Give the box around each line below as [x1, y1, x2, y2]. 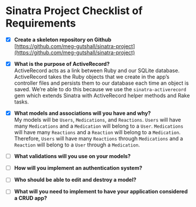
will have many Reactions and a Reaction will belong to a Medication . [14, 129, 181, 136]
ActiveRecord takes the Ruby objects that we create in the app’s [14, 74, 169, 81]
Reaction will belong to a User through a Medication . [14, 141, 140, 148]
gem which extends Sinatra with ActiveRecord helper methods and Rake [14, 92, 190, 99]
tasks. [14, 98, 29, 105]
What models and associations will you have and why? [14, 110, 151, 117]
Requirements [5, 16, 76, 30]
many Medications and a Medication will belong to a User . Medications [14, 122, 184, 130]
